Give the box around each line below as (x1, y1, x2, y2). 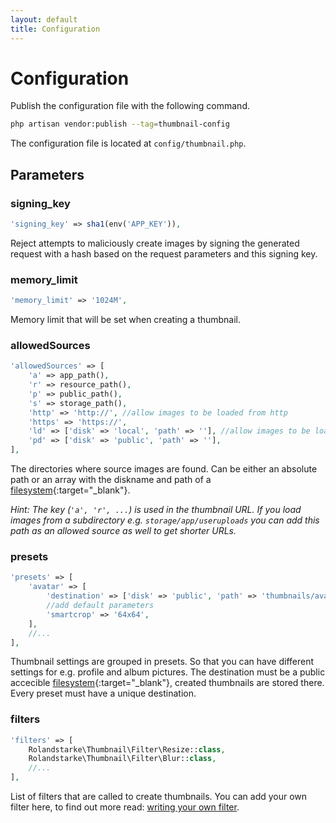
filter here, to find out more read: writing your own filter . (10, 801, 240, 813)
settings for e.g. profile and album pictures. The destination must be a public (10, 666, 326, 678)
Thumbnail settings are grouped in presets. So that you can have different (10, 656, 315, 668)
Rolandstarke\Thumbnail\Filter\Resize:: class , (28, 744, 226, 755)
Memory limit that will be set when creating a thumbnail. (10, 314, 242, 326)
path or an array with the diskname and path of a (10, 474, 212, 486)
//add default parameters (46, 601, 155, 611)
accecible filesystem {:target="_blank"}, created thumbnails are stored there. (10, 677, 325, 689)
